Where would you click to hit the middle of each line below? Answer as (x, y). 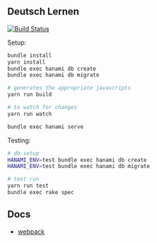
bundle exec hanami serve (45, 127)
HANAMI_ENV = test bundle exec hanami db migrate (79, 166)
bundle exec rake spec (41, 193)
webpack (31, 231)
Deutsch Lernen (43, 12)
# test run (23, 179)
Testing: (19, 140)
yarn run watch (30, 114)
